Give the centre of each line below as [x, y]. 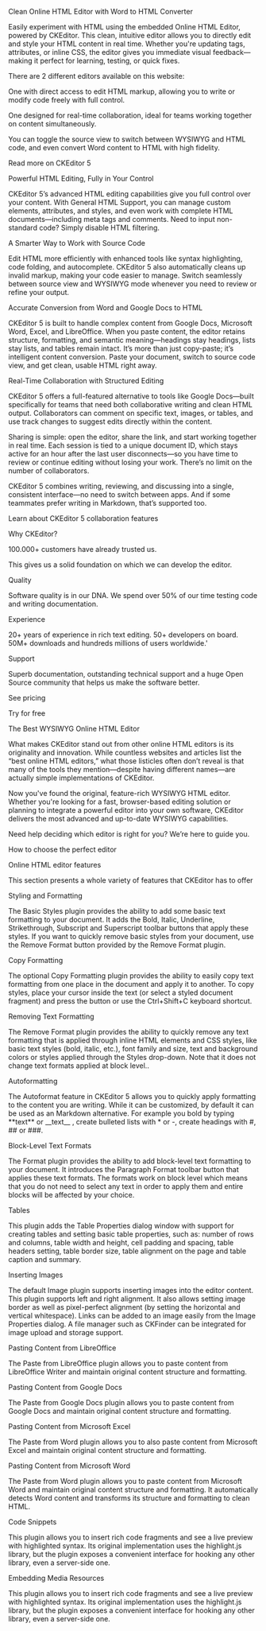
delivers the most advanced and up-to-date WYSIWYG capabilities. [118, 819]
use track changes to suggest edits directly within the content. [110, 421]
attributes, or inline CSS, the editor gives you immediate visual [110, 52]
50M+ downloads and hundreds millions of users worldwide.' [108, 643]
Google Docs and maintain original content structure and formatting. [120, 1411]
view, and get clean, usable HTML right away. [83, 365]
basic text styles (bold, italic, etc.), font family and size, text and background [133, 1048]
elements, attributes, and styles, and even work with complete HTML [121, 211]
